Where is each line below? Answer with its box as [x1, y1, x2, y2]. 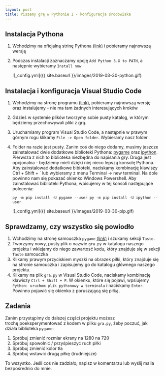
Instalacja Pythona [5, 30, 64, 38]
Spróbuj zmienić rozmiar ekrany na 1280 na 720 [12, 335, 109, 341]
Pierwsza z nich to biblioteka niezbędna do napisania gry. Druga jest [12, 154, 151, 160]
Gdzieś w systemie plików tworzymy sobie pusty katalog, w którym [12, 115, 149, 120]
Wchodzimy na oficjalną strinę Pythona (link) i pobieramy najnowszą [12, 43, 151, 49]
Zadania [5, 302, 31, 310]
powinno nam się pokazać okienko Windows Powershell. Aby [12, 175, 137, 181]
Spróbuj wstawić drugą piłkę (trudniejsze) [12, 350, 97, 356]
